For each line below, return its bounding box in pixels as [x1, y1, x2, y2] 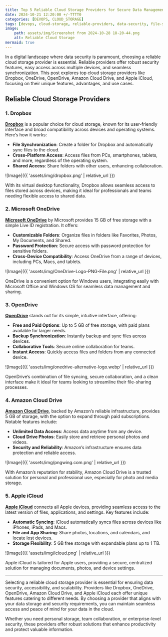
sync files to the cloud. [12, 147, 60, 153]
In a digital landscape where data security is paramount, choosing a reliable [5, 54, 161, 60]
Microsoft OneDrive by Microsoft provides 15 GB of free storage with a [5, 217, 151, 223]
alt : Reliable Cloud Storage [14, 36, 75, 41]
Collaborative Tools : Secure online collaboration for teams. [12, 344, 135, 350]
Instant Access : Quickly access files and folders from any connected [12, 349, 156, 355]
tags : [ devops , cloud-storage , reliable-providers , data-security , [5, 21, 149, 27]
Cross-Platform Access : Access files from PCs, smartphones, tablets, [12, 152, 157, 158]
